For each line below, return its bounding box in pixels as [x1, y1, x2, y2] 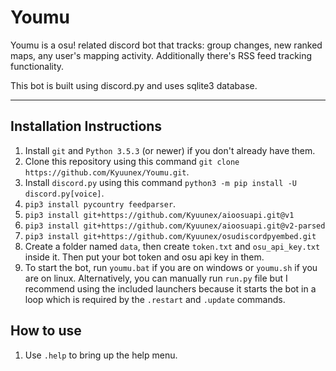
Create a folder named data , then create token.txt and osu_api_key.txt [24, 240, 321, 252]
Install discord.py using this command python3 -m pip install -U [24, 176, 297, 188]
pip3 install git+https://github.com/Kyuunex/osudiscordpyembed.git [24, 231, 317, 241]
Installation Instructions [10, 118, 163, 135]
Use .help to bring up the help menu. [24, 349, 178, 361]
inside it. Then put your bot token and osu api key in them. [24, 251, 265, 263]
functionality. [10, 60, 65, 72]
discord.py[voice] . [24, 187, 105, 199]
